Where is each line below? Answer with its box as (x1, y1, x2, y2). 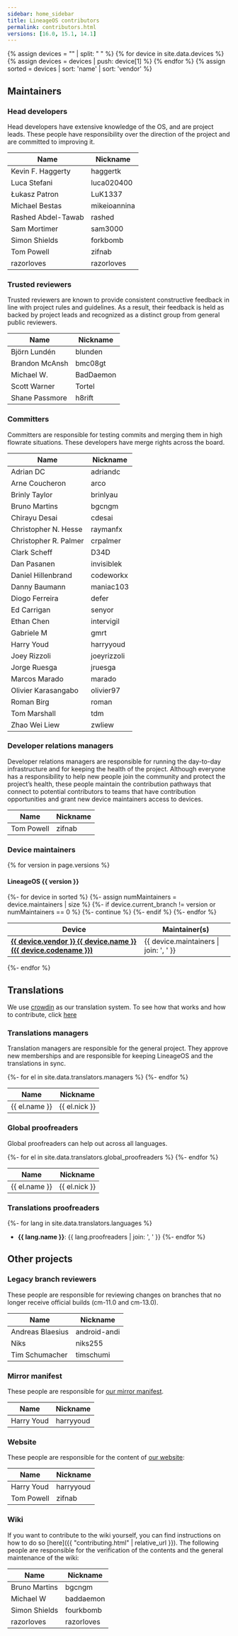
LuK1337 (91, 189, 123, 199)
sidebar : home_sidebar (7, 10, 74, 18)
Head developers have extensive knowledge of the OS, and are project (7, 122, 214, 131)
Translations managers (7, 1028, 89, 1038)
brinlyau (91, 489, 118, 499)
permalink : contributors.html (7, 23, 97, 30)
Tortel (75, 382, 95, 392)
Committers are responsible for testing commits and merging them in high (7, 430, 223, 439)
